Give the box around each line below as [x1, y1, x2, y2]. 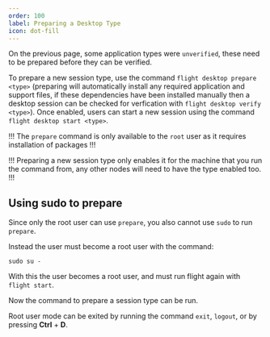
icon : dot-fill [8, 27, 60, 35]
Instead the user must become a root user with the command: [8, 242, 214, 252]
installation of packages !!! [8, 140, 96, 150]
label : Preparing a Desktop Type [8, 19, 121, 27]
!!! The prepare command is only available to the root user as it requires [8, 131, 247, 141]
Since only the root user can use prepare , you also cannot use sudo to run [8, 218, 253, 227]
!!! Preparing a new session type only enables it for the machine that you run [8, 156, 263, 165]
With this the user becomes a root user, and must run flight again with [8, 272, 241, 281]
